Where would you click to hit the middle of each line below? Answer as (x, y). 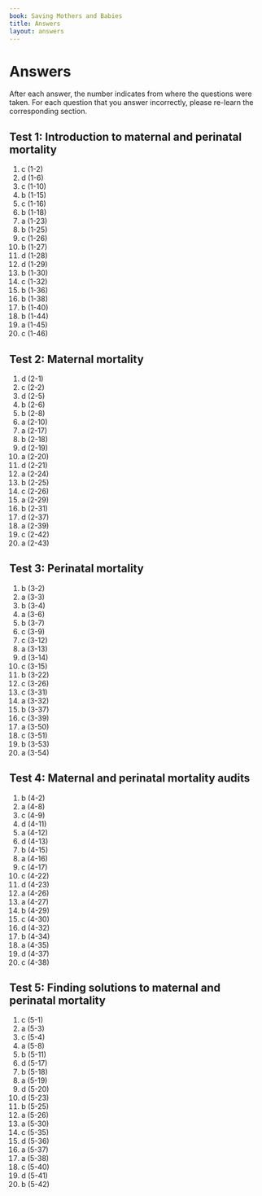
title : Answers (35, 24)
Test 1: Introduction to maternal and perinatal (126, 136)
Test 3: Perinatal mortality (77, 569)
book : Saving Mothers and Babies (66, 16)
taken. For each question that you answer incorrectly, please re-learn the (132, 103)
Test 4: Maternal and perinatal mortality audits (130, 778)
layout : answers (37, 31)
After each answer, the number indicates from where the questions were (131, 94)
